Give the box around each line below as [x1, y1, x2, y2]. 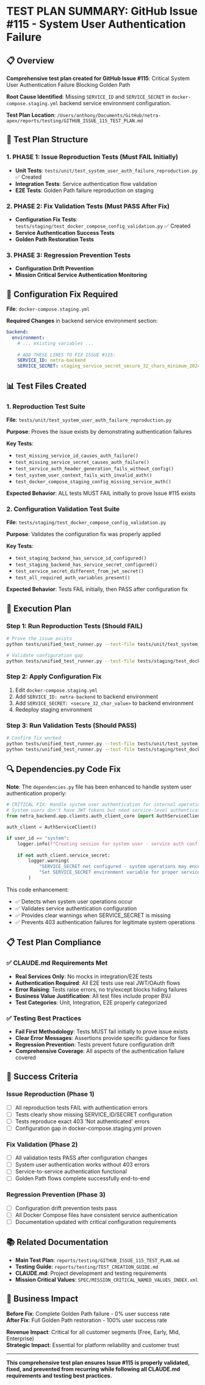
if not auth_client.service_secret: [17, 852, 111, 858]
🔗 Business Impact [6, 1294, 78, 1304]
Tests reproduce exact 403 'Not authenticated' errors [15, 1118, 150, 1125]
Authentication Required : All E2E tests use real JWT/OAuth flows [15, 979, 181, 986]
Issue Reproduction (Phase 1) [6, 1090, 95, 1099]
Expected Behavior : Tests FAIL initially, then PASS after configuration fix [6, 585, 188, 593]
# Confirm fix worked [6, 735, 62, 741]
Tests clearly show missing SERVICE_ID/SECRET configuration [15, 1110, 173, 1118]
